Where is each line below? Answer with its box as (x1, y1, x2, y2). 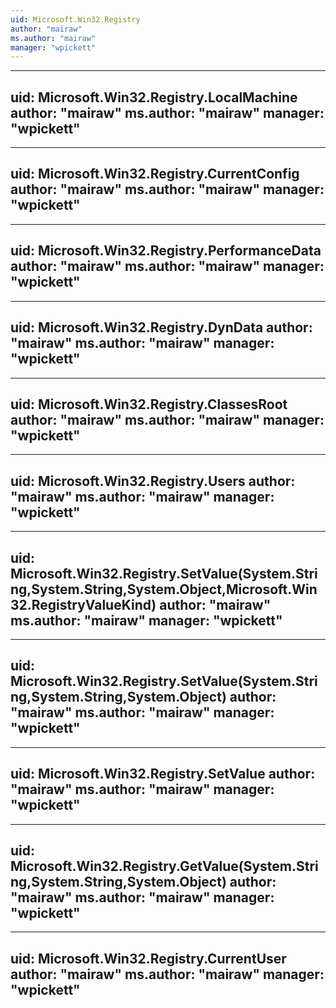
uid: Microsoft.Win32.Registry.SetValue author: (10, 766, 316, 783)
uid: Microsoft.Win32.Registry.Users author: (10, 472, 296, 490)
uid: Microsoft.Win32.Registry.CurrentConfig (10, 166, 300, 183)
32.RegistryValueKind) (10, 596, 157, 613)
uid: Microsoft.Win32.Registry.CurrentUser (10, 950, 287, 967)
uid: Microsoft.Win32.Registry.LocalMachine (10, 89, 298, 106)
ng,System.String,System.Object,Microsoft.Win (10, 581, 318, 598)
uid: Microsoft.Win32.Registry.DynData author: (10, 319, 313, 336)
